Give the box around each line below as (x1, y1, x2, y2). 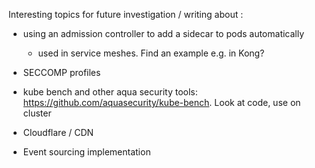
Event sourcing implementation (22, 146, 151, 158)
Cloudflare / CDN (22, 127, 95, 138)
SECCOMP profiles (22, 67, 101, 78)
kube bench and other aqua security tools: (22, 86, 198, 98)
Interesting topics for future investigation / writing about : (8, 9, 244, 20)
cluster (22, 107, 52, 119)
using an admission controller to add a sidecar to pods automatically (22, 28, 305, 39)
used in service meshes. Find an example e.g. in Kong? (37, 47, 265, 59)
